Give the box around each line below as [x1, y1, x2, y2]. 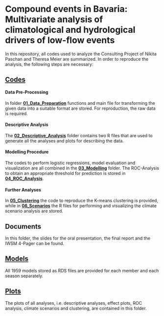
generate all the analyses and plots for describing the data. [5, 138, 124, 144]
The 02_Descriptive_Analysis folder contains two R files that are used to [5, 132, 153, 138]
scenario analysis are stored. [5, 208, 64, 214]
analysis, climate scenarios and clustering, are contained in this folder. [5, 305, 147, 311]
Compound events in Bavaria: [5, 3, 128, 15]
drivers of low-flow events [5, 35, 115, 46]
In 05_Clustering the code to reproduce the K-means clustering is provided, [5, 197, 158, 204]
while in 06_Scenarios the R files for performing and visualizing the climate [5, 203, 157, 209]
